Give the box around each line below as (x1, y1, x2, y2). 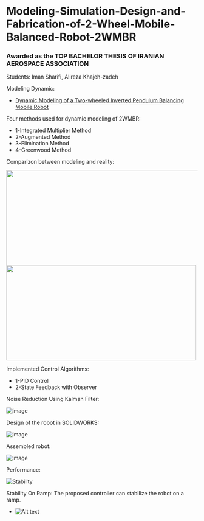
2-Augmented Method (15, 133, 71, 141)
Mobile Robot (15, 103, 49, 111)
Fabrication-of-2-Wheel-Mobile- (6, 17, 175, 31)
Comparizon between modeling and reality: (6, 158, 114, 166)
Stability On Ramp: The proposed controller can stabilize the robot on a (6, 490, 184, 497)
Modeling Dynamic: (6, 85, 55, 93)
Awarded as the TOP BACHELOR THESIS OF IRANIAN (6, 52, 165, 60)
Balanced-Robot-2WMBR (6, 30, 137, 44)
